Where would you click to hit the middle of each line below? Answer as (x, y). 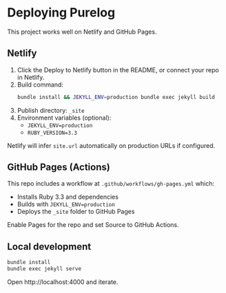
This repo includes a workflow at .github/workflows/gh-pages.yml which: (111, 184)
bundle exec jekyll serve (44, 269)
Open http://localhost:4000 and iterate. (63, 282)
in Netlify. (31, 77)
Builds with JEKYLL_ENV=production (66, 204)
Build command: (40, 85)
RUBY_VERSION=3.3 (52, 133)
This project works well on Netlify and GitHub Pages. (82, 32)
